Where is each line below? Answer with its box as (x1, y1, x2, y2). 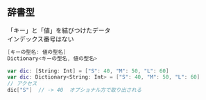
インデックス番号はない (7, 34, 74, 43)
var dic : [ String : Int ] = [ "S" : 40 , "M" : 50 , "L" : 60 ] (7, 68, 169, 74)
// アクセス (7, 80, 37, 88)
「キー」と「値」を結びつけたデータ (7, 26, 111, 34)
